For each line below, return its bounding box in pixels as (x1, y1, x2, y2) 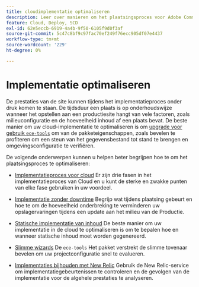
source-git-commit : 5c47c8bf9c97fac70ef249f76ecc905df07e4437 (6, 31, 163, 37)
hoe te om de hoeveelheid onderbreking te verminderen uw (14, 201, 160, 209)
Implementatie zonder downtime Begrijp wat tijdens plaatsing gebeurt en (14, 195, 192, 203)
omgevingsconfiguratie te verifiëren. (6, 142, 95, 149)
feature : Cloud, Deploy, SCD (6, 20, 78, 26)
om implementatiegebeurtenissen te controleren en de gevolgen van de (14, 268, 190, 275)
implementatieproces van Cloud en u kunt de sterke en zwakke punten (14, 178, 188, 185)
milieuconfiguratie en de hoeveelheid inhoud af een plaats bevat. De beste (6, 116, 188, 124)
